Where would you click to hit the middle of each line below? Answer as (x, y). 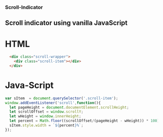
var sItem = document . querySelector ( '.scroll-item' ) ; (62, 98)
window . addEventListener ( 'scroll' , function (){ (53, 103)
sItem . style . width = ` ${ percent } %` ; (46, 125)
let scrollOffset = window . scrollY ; (46, 112)
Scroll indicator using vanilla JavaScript (66, 23)
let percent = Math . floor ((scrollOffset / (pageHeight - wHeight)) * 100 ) (84, 121)
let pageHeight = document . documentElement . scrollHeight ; (69, 107)
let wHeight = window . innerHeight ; (45, 116)
